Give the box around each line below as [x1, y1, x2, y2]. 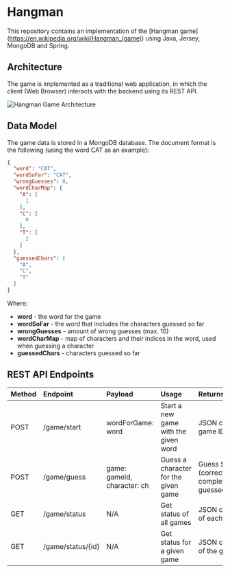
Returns [198, 389, 225, 398]
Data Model [7, 120, 57, 132]
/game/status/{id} [43, 541, 100, 551]
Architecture [7, 61, 63, 73]
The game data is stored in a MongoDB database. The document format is [7, 138, 216, 146]
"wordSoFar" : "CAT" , [13, 172, 72, 179]
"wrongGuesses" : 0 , [13, 178, 69, 186]
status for [160, 537, 192, 547]
